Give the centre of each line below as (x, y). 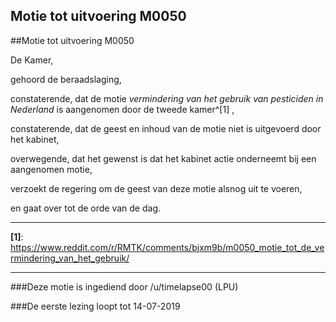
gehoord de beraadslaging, (66, 79)
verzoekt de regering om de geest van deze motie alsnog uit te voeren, (156, 188)
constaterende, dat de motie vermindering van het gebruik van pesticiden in (167, 98)
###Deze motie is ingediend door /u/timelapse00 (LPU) (124, 286)
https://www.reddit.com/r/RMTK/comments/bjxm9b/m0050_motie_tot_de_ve (167, 247)
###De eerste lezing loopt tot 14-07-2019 (95, 306)
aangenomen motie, (51, 169)
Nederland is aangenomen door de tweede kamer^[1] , (122, 109)
